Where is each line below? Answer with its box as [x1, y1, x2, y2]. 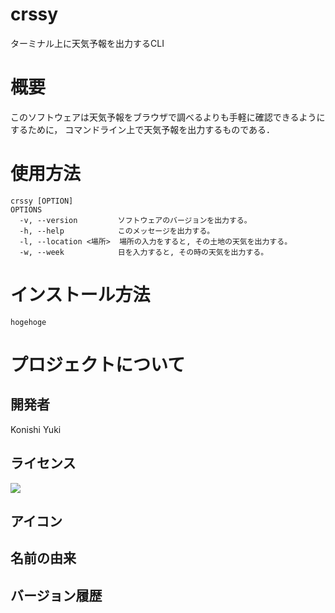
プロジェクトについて [10, 353, 186, 376]
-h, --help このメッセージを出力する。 [19, 226, 215, 236]
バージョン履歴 [10, 587, 103, 604]
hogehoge [10, 317, 47, 327]
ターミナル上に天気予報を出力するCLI [10, 37, 165, 49]
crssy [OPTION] [10, 196, 74, 206]
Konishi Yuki [10, 423, 62, 435]
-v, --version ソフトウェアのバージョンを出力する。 [19, 215, 252, 225]
